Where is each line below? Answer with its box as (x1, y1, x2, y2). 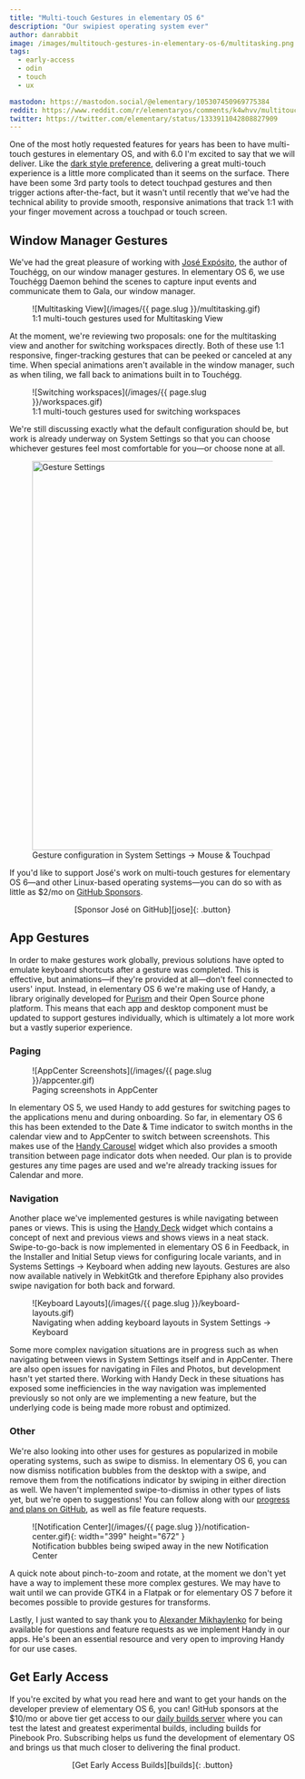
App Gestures (9, 930, 90, 946)
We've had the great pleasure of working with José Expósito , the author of (9, 257, 288, 268)
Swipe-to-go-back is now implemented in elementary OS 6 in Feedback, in (9, 1242, 290, 1253)
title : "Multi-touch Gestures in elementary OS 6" (9, 13, 205, 23)
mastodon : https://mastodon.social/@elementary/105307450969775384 (9, 97, 271, 106)
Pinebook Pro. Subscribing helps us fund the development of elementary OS (9, 1732, 295, 1743)
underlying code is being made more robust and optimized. (9, 1402, 231, 1413)
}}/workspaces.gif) (32, 397, 103, 408)
